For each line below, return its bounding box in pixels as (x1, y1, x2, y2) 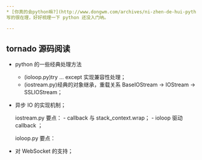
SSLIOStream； (24, 89, 63, 96)
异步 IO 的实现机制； (14, 101, 66, 109)
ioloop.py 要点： (14, 135, 56, 142)
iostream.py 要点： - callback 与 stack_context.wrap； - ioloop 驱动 (14, 114, 183, 121)
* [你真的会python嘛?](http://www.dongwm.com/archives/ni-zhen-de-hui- (6, 8, 186, 15)
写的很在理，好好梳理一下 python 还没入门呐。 (6, 14, 109, 21)
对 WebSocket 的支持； (14, 147, 74, 155)
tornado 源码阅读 (6, 43, 71, 54)
